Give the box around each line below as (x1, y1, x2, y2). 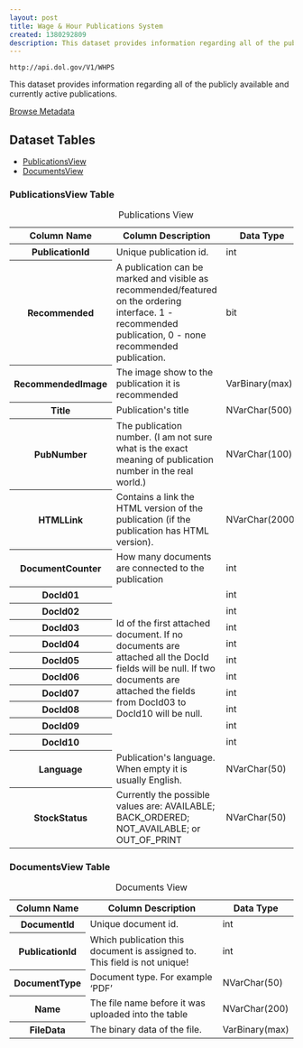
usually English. (115, 774, 182, 786)
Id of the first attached (115, 617, 211, 629)
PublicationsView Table (9, 188, 115, 200)
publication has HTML (115, 524, 209, 537)
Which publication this (89, 933, 185, 946)
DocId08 (41, 703, 79, 716)
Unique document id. (89, 918, 179, 931)
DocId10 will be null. (115, 707, 203, 719)
